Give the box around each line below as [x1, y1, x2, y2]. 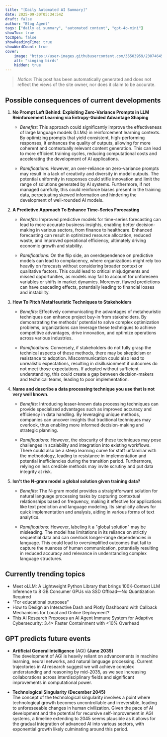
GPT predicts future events [5, 635, 91, 643]
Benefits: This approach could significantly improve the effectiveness [19, 124, 162, 130]
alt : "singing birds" [14, 58, 59, 63]
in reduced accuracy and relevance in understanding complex [19, 550, 147, 556]
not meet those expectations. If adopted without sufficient [19, 366, 139, 372]
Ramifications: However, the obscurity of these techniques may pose [19, 437, 162, 443]
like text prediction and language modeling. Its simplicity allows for [19, 503, 157, 509]
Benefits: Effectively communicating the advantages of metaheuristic [19, 309, 162, 315]
